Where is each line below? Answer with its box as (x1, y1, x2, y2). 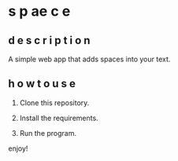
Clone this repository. (19, 97, 90, 108)
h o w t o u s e (8, 77, 76, 90)
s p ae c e (8, 2, 71, 20)
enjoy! (8, 144, 28, 153)
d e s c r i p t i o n (8, 34, 91, 47)
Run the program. (19, 128, 77, 137)
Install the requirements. (19, 113, 98, 123)
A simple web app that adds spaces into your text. (8, 54, 171, 64)
